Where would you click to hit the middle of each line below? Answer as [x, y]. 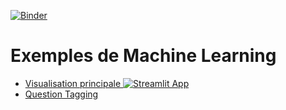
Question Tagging [61, 94]
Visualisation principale [73, 83]
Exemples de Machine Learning [143, 56]
